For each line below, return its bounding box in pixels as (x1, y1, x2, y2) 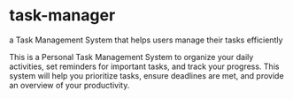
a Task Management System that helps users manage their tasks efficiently (9, 34, 283, 45)
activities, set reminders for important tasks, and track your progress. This (9, 61, 280, 72)
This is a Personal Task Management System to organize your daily (9, 51, 254, 62)
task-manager (9, 5, 116, 26)
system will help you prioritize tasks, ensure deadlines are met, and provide (9, 70, 285, 80)
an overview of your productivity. (9, 80, 130, 90)
